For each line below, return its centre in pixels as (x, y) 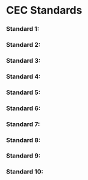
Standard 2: (23, 45)
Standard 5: (23, 92)
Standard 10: (25, 172)
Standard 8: (23, 140)
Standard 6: (23, 108)
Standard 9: (23, 156)
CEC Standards (44, 10)
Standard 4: (24, 76)
